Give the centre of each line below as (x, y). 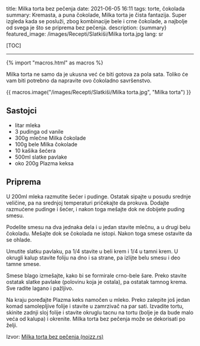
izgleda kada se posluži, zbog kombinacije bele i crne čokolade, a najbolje (97, 21)
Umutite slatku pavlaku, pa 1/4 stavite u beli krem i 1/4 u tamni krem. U (92, 251)
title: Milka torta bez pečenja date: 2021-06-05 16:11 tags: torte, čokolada (96, 9)
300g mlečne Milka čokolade (50, 138)
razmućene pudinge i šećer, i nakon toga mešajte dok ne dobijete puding (96, 209)
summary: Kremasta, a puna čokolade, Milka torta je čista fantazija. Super (96, 15)
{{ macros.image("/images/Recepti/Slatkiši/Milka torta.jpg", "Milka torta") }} (99, 92)
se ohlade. (19, 240)
